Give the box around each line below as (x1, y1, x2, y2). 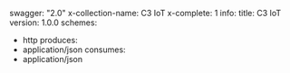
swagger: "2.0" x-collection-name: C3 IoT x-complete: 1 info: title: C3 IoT (9, 8, 282, 18)
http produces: (22, 35, 79, 45)
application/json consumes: (22, 44, 126, 55)
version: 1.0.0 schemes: (9, 17, 98, 28)
